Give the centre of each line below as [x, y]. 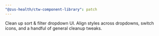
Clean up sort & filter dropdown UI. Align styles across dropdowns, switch [79, 23]
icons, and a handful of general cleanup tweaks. [54, 28]
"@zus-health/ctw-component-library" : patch [51, 9]
